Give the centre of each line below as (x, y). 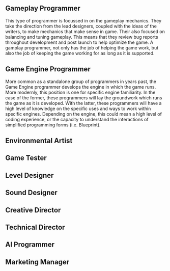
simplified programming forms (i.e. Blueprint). (53, 125)
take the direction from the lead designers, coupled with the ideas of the (81, 26)
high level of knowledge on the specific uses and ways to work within (78, 109)
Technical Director (35, 227)
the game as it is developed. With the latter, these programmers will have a (83, 103)
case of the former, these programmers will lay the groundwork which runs (84, 98)
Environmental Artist (39, 141)
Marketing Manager (37, 262)
